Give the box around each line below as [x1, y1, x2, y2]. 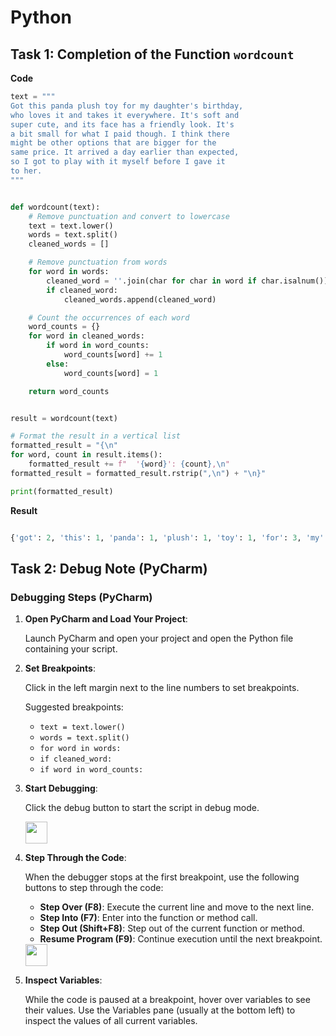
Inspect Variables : [24, 974, 103, 986]
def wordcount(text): [10, 202, 101, 212]
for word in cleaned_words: [28, 331, 145, 341]
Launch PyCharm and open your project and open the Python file [24, 632, 294, 645]
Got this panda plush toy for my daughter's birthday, [10, 101, 244, 111]
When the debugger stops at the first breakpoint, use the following [24, 871, 300, 883]
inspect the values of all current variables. [24, 1015, 198, 1027]
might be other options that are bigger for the [10, 138, 217, 148]
